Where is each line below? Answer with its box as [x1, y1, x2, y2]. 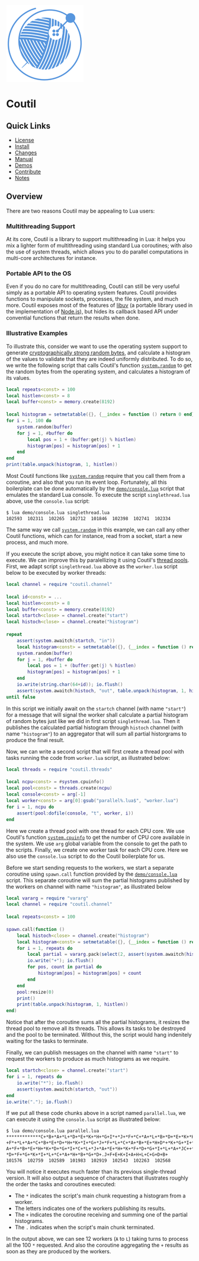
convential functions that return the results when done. [6, 314, 140, 322]
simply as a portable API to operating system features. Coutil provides [6, 289, 177, 296]
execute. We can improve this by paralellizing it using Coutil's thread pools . [6, 557, 190, 564]
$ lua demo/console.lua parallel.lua [6, 1128, 99, 1134]
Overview [6, 192, 43, 202]
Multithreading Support [6, 222, 76, 230]
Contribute [14, 168, 41, 175]
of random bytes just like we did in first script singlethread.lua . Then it [6, 717, 180, 724]
